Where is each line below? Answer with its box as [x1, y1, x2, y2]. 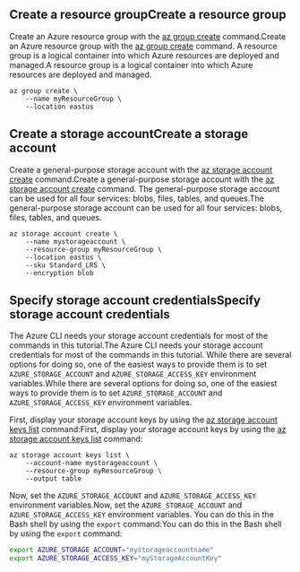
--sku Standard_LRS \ [25, 260, 106, 270]
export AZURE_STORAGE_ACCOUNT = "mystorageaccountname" [9, 546, 215, 555]
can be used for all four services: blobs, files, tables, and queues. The [9, 193, 264, 204]
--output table [25, 474, 82, 483]
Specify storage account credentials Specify [9, 293, 261, 308]
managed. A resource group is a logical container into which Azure [9, 59, 253, 70]
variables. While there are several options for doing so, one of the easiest [9, 378, 278, 389]
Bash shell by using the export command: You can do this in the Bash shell [9, 519, 282, 530]
